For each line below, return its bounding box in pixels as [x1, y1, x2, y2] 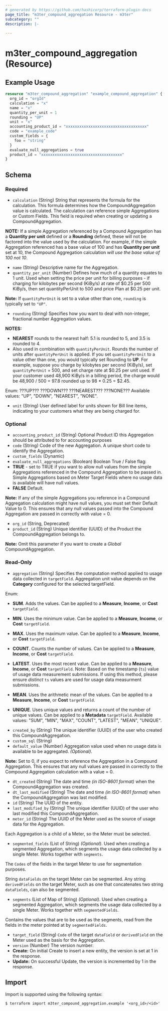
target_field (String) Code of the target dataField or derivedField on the [12, 931, 163, 938]
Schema [5, 171, 32, 179]
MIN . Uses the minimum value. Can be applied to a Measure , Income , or [12, 615, 163, 621]
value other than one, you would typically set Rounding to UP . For [12, 357, 148, 363]
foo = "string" [14, 138, 46, 143]
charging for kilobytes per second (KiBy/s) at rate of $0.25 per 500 [12, 280, 151, 286]
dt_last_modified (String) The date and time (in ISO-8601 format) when [12, 789, 160, 795]
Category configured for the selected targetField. [12, 581, 115, 587]
